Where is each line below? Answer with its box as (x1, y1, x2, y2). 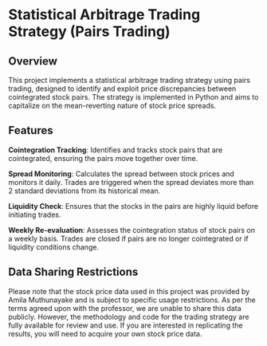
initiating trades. (8, 210, 61, 219)
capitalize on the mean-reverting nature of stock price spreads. (8, 101, 217, 110)
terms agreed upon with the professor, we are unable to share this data (8, 303, 241, 313)
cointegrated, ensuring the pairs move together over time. (8, 153, 198, 163)
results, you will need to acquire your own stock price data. (8, 328, 202, 338)
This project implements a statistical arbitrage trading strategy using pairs (8, 76, 251, 85)
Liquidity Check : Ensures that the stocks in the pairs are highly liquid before (8, 201, 259, 210)
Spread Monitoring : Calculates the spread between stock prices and (8, 169, 235, 179)
